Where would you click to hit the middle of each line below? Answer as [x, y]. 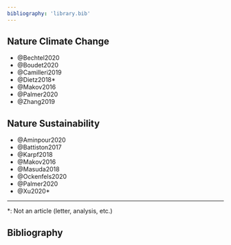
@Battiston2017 [39, 147]
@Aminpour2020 [42, 140]
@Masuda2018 [38, 169]
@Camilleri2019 [39, 72]
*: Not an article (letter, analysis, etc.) [60, 211]
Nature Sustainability [54, 124]
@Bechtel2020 [38, 58]
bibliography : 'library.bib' [49, 13]
